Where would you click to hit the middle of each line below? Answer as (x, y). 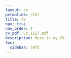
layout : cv (17, 10)
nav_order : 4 (19, 29)
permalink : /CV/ (22, 15)
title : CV (16, 19)
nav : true (16, 24)
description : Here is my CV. (36, 38)
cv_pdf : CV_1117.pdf (27, 33)
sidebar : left (25, 47)
